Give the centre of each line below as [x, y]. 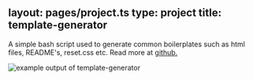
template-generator [58, 25]
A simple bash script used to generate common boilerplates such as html [127, 44]
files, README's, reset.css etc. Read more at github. [93, 52]
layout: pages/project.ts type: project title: [115, 13]
